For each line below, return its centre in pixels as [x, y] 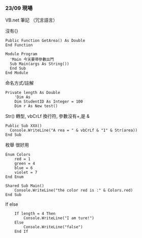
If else [12, 204]
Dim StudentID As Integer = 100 [49, 102]
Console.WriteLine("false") [53, 227]
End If [21, 232]
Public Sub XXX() [24, 126]
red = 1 [22, 159]
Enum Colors [18, 155]
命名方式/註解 [20, 83]
